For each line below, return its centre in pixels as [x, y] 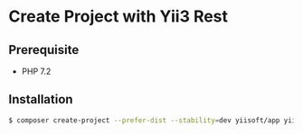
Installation [41, 99]
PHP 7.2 [36, 71]
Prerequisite [44, 50]
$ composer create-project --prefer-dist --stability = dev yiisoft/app [144, 120]
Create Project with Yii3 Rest [118, 17]
